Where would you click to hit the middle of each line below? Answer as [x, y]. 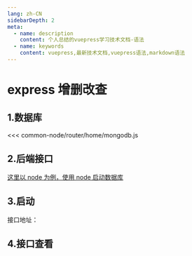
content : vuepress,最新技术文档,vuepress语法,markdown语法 [103, 53]
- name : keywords [39, 46]
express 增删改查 [57, 90]
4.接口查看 [30, 244]
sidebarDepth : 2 [31, 20]
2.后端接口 [30, 159]
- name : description [43, 33]
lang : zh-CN [25, 14]
